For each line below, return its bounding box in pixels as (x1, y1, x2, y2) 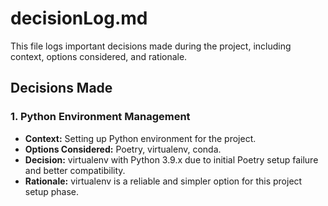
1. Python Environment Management (10, 110, 191, 124)
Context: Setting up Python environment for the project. (24, 132, 257, 144)
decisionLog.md (10, 7, 148, 30)
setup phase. (24, 185, 80, 197)
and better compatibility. (24, 164, 126, 176)
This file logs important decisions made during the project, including (10, 40, 292, 52)
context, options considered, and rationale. (10, 50, 188, 62)
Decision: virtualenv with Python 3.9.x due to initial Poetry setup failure (24, 153, 319, 166)
